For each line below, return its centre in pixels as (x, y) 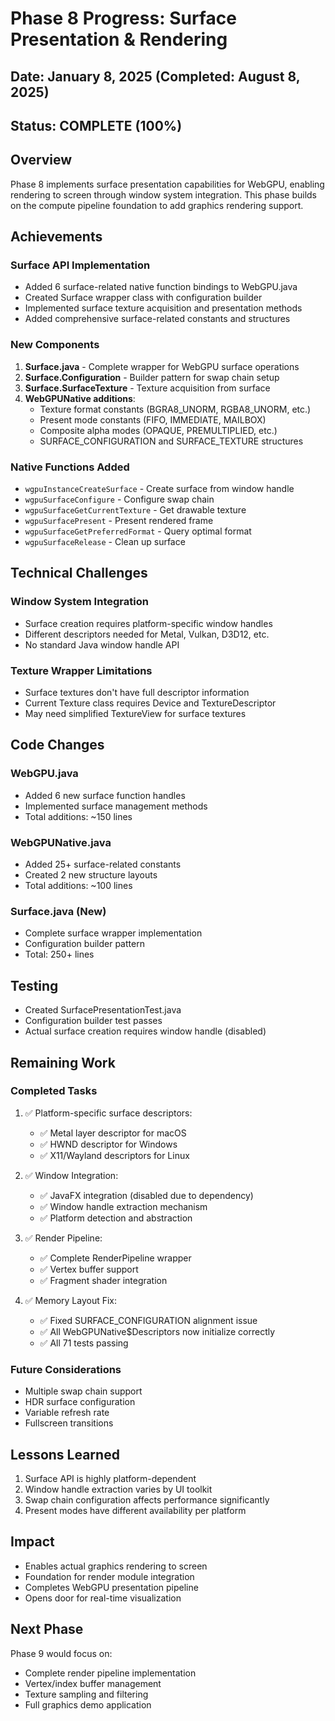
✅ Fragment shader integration (103, 1280)
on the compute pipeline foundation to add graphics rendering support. (157, 205)
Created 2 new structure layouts (91, 875)
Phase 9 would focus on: (61, 1653)
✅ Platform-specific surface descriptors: (108, 1113)
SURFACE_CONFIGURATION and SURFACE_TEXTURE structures (171, 441)
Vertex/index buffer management (93, 1683)
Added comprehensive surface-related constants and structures (157, 319)
